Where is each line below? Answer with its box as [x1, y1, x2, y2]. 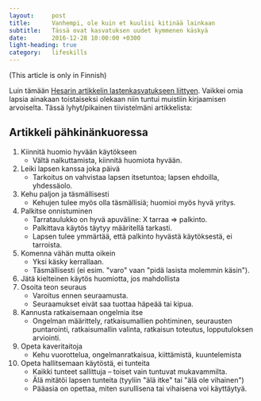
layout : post [9, 11, 67, 20]
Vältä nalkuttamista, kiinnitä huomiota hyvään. [32, 155, 182, 165]
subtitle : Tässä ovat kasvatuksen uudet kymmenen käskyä [9, 26, 209, 34]
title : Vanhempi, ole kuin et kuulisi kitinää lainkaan [9, 19, 216, 27]
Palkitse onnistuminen [20, 206, 93, 216]
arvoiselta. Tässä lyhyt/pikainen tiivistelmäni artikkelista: [9, 103, 193, 112]
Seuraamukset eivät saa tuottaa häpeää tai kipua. [32, 299, 194, 309]
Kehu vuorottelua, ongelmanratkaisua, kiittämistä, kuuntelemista [32, 349, 242, 359]
